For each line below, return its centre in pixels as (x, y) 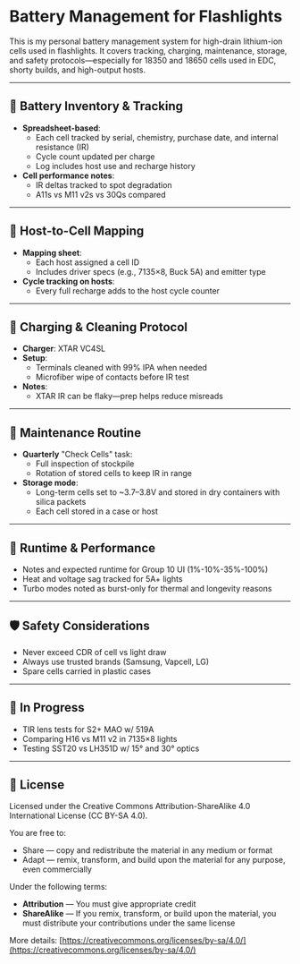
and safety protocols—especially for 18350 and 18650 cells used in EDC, (143, 60)
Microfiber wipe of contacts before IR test (112, 377)
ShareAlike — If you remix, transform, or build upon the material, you (149, 914)
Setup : (35, 358)
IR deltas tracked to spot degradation (104, 184)
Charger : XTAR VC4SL (64, 349)
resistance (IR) (62, 147)
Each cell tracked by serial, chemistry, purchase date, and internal (157, 137)
